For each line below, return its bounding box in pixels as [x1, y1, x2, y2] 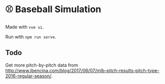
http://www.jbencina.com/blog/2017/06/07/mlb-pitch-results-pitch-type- [5, 67, 160, 73]
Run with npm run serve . [5, 34, 56, 40]
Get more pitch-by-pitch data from [5, 62, 78, 68]
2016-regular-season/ [5, 73, 51, 79]
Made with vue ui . [5, 23, 44, 30]
